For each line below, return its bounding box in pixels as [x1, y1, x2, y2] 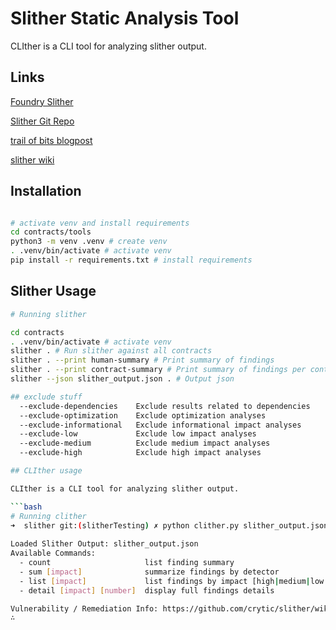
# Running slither [10, 309, 87, 319]
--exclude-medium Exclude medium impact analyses [19, 438, 271, 449]
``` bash [10, 502, 43, 512]
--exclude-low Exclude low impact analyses [19, 429, 257, 439]
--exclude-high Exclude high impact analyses [19, 448, 262, 458]
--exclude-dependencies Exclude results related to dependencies [19, 401, 311, 411]
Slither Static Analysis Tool [10, 7, 240, 30]
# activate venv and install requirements [10, 218, 190, 228]
